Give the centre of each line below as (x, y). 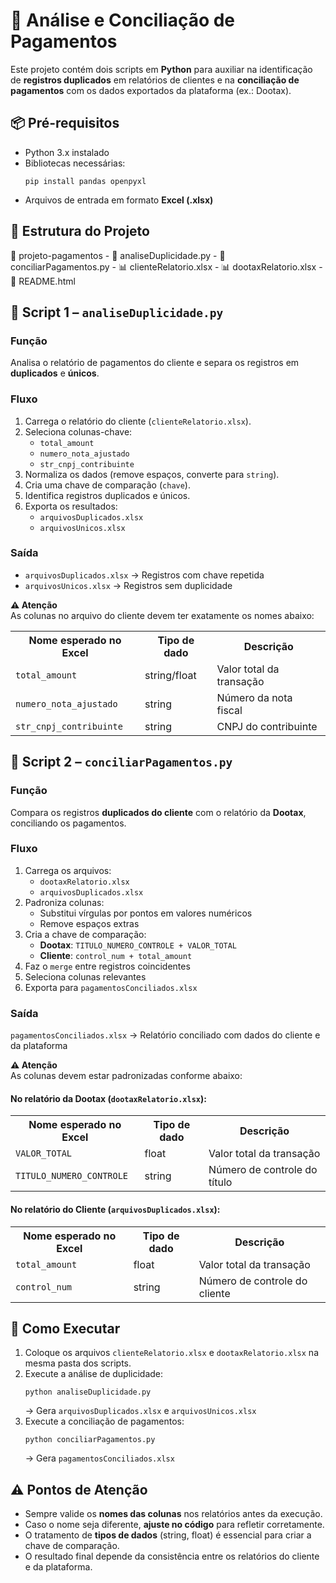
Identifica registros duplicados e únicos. (107, 495)
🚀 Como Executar (65, 1328)
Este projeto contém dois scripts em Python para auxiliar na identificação (161, 69)
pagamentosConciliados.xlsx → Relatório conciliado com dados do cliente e (165, 1035)
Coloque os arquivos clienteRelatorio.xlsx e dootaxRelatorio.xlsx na (171, 1353)
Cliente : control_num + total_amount (116, 955)
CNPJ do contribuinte (267, 726)
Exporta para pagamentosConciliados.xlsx (111, 987)
